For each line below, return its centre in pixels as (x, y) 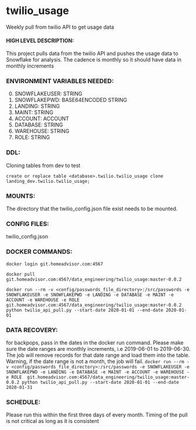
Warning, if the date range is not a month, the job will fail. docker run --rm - (98, 361)
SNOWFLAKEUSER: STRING (48, 94)
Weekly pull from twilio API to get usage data (60, 27)
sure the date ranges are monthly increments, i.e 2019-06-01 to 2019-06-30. (98, 349)
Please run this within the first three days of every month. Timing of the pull (97, 415)
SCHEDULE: (23, 402)
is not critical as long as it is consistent (53, 421)
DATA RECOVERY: (32, 330)
